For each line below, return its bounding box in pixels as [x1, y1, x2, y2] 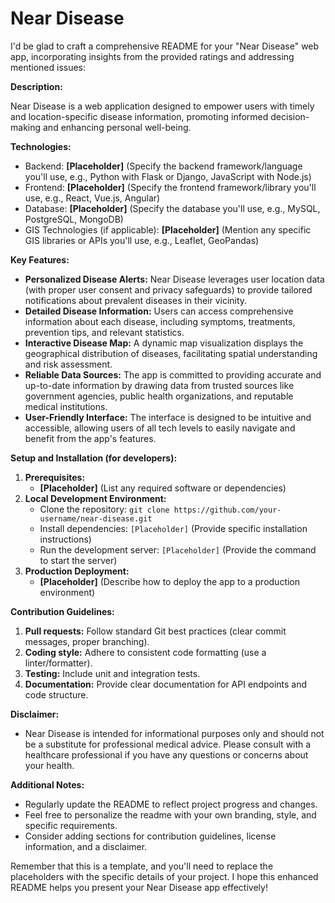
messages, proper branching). [24, 635, 150, 647]
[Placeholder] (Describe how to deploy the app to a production [39, 575, 301, 587]
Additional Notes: [10, 778, 85, 791]
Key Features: [10, 253, 70, 266]
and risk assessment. [24, 358, 113, 370]
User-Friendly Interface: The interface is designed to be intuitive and [24, 411, 312, 423]
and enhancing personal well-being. [42, 121, 192, 133]
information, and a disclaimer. [24, 840, 148, 852]
